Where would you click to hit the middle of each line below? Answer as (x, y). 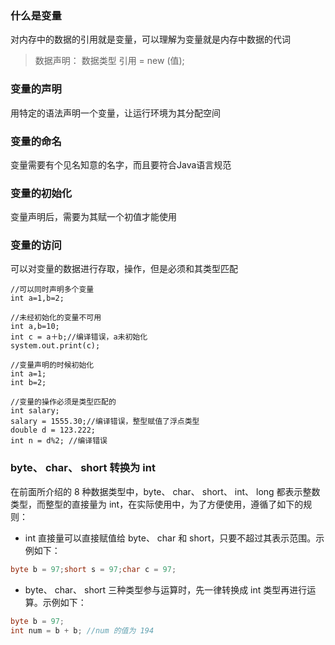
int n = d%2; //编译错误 (59, 441)
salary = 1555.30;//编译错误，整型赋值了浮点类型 (105, 422)
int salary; (35, 411)
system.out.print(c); (55, 346)
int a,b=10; (35, 327)
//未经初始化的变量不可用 (56, 318)
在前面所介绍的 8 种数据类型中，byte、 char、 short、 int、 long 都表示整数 (165, 491)
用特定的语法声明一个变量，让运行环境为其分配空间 (115, 113)
